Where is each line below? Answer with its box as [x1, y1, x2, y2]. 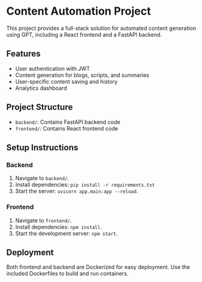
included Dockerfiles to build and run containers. [6, 270, 129, 277]
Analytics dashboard [15, 84, 68, 92]
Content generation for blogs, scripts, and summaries [15, 71, 150, 79]
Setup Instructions [6, 142, 78, 153]
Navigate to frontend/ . [15, 217, 72, 224]
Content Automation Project [6, 4, 151, 18]
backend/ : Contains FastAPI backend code [15, 118, 120, 126]
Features [6, 49, 41, 59]
